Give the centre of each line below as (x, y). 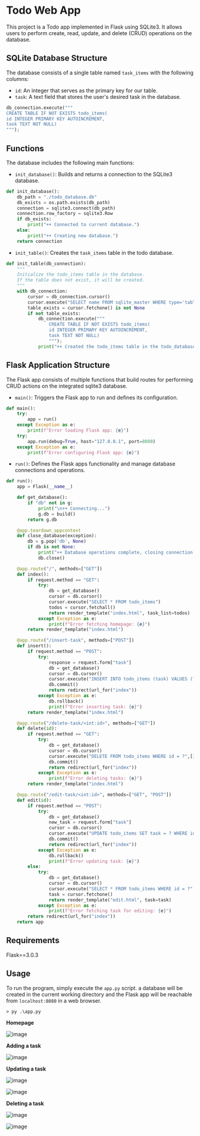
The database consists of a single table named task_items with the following (100, 73)
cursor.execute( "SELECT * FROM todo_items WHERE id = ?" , (122, 889)
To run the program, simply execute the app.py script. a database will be (95, 988)
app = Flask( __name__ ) (45, 487)
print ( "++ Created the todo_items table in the (98, 347)
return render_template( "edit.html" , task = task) (110, 900)
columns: (18, 79)
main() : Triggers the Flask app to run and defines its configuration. (96, 397)
